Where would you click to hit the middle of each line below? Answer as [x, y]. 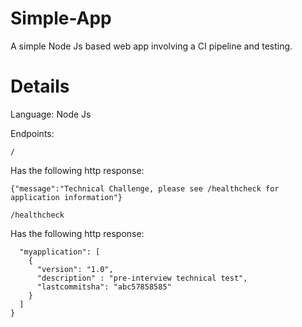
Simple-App [61, 18]
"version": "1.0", [75, 269]
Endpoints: [32, 133]
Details [40, 86]
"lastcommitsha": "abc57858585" [104, 287]
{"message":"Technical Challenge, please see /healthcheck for [145, 188]
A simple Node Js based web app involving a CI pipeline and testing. [151, 46]
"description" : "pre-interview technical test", [142, 278]
